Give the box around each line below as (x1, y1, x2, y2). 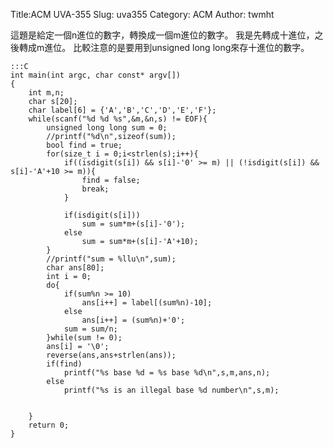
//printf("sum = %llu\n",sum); (46, 254, 177, 264)
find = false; (81, 175, 141, 185)
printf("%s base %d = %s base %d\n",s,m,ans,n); (63, 368, 271, 378)
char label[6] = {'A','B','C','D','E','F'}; (28, 105, 217, 115)
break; (81, 184, 110, 194)
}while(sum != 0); (46, 333, 123, 343)
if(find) (46, 359, 83, 369)
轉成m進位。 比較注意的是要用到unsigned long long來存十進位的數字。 (18, 42, 310, 53)
